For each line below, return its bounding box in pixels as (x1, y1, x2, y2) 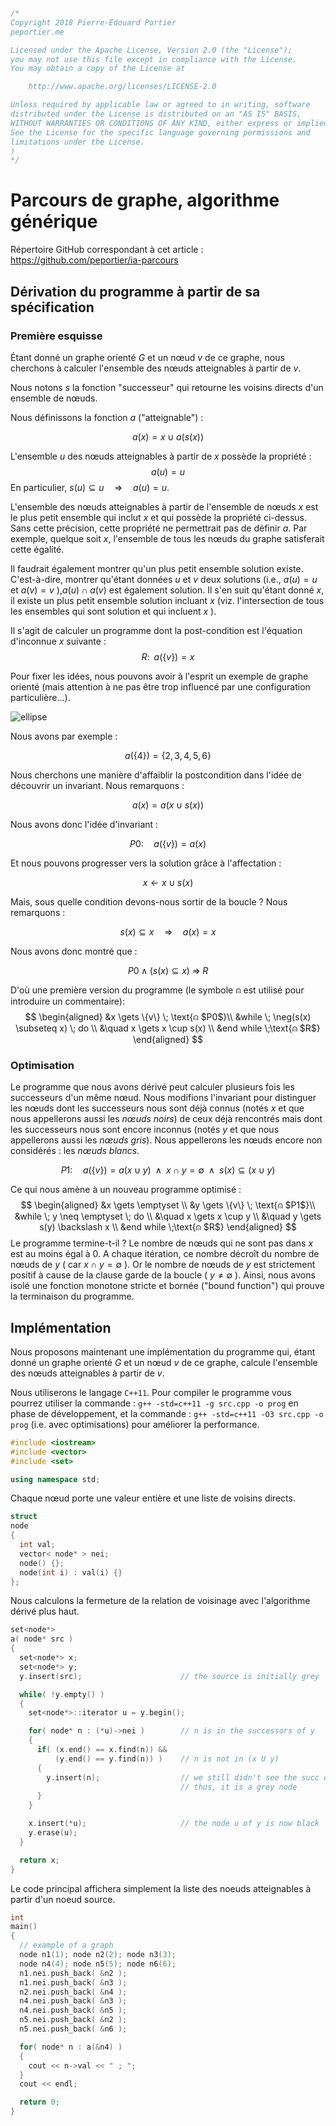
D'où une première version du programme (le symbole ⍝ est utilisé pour (10, 984, 305, 996)
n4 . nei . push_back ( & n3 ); (19, 1996, 128, 2006)
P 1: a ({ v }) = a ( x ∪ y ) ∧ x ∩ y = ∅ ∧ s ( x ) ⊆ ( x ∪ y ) (60, 1164, 276, 1176)
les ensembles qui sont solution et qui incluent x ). (10, 605, 217, 617)
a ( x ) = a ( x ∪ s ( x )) (131, 799, 205, 811)
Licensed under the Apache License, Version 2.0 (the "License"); (10, 45, 293, 55)
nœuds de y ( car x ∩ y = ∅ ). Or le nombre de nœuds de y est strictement (10, 1259, 316, 1271)
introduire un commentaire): (10, 995, 125, 1007)
